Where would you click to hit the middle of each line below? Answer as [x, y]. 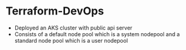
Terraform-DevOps [55, 11]
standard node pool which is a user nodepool [71, 40]
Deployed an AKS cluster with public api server [73, 28]
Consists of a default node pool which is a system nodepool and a [97, 34]
